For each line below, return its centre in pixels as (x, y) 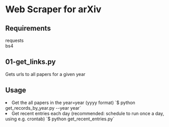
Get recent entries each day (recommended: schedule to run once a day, (88, 113)
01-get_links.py (31, 62)
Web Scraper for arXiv (53, 9)
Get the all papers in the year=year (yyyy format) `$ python (74, 103)
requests (15, 40)
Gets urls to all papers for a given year (45, 74)
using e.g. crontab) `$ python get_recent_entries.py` (60, 119)
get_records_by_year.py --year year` (43, 108)
